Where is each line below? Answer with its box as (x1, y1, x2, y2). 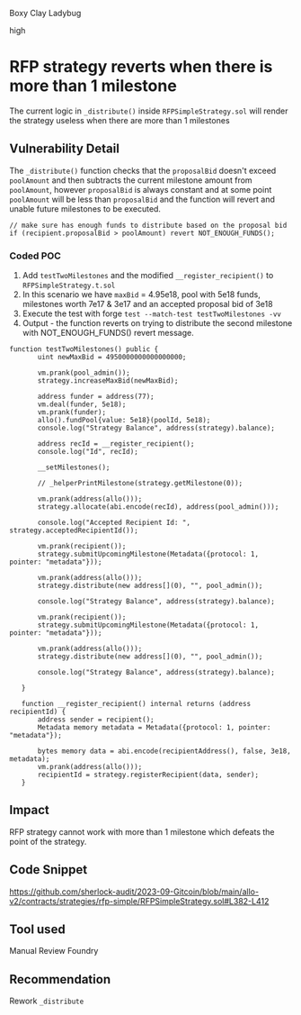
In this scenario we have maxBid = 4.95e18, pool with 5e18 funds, (22, 289, 261, 300)
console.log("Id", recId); (37, 448, 139, 457)
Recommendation (9, 972, 111, 987)
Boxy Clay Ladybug (9, 8, 82, 18)
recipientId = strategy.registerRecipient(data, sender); (37, 770, 259, 780)
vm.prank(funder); (37, 408, 106, 417)
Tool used (9, 922, 66, 938)
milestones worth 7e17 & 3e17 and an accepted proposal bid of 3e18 (22, 299, 273, 310)
